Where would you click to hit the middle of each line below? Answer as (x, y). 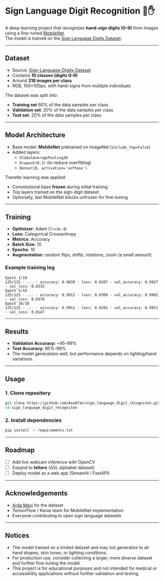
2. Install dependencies (33, 420)
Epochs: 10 (23, 250)
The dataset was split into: (31, 95)
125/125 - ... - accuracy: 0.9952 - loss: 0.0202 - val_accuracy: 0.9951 (82, 308)
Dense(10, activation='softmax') (53, 168)
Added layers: (26, 152)
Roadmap (20, 450)
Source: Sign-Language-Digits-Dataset (51, 70)
